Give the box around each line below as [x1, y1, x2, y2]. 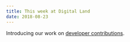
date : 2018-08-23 [6, 14, 49, 20]
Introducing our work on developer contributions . [6, 29, 125, 36]
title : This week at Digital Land [6, 8, 91, 14]
